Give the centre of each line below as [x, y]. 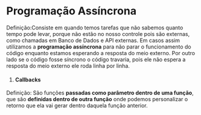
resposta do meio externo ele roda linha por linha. [68, 66]
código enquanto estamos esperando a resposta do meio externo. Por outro [101, 53]
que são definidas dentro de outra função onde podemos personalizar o [97, 99]
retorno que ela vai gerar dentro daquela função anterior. [77, 105]
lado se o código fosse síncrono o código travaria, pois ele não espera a [96, 59]
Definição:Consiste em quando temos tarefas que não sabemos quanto [95, 28]
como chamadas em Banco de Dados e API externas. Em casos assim [93, 40]
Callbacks [28, 80]
